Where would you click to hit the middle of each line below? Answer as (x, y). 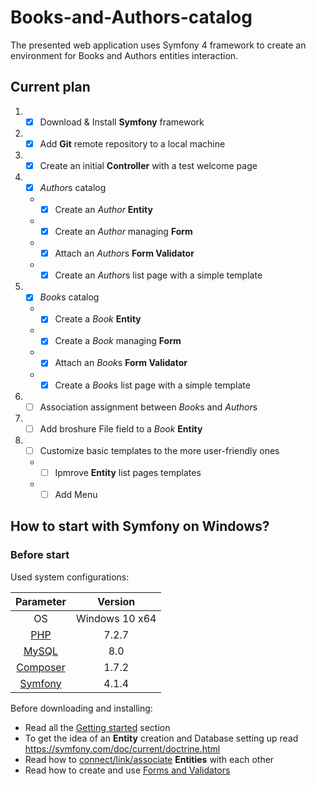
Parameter (41, 601)
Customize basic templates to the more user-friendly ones (159, 450)
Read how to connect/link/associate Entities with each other (149, 759)
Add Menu (76, 494)
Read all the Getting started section (97, 727)
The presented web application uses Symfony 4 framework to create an (158, 45)
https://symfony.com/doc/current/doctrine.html (122, 748)
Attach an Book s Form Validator (121, 363)
